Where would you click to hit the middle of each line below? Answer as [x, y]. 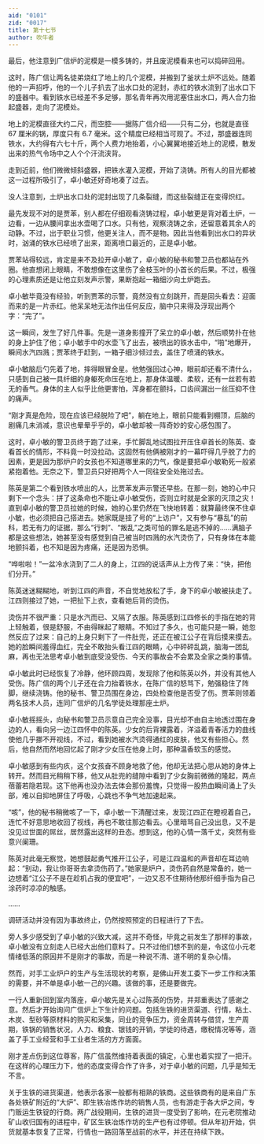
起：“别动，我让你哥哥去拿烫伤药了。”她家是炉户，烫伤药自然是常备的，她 [126, 868]
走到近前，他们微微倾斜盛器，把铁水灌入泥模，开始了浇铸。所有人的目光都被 [132, 170]
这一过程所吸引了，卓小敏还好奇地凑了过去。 [81, 180]
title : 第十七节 [32, 30]
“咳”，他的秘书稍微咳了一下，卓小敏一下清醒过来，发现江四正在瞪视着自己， [132, 812]
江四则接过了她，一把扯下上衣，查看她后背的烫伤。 [91, 600]
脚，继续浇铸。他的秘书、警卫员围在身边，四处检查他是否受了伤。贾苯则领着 [132, 693]
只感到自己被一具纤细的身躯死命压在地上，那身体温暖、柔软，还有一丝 [122, 379]
